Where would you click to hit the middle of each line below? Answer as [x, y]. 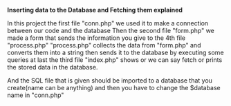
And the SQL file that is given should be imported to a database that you [110, 81]
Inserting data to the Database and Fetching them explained [95, 10]
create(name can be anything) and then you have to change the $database [114, 88]
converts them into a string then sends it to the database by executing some [115, 52]
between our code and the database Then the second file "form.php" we [111, 31]
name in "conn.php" [36, 95]
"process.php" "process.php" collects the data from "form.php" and [104, 45]
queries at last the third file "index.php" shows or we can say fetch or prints [115, 60]
